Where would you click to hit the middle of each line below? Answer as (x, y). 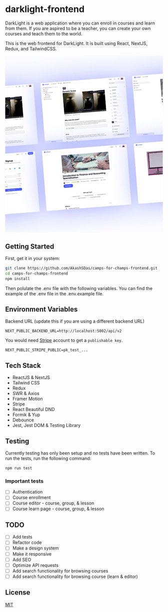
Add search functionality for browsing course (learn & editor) (75, 576)
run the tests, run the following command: (48, 458)
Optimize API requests (35, 565)
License (18, 593)
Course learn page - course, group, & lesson (58, 509)
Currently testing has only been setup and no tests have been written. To (80, 453)
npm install (17, 278)
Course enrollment (31, 497)
